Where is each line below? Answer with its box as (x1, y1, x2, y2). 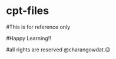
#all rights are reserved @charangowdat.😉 (6, 46, 111, 53)
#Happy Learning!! (6, 34, 51, 41)
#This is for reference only (6, 23, 71, 30)
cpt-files (6, 4, 49, 18)
